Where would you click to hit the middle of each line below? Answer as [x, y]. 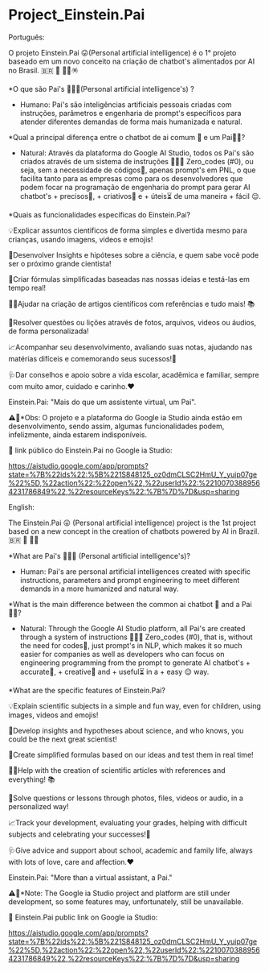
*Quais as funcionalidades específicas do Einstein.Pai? [100, 214]
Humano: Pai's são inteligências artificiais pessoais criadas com [126, 104]
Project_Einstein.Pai [77, 15]
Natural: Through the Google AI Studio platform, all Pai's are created [132, 628]
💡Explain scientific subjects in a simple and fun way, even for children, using [134, 705]
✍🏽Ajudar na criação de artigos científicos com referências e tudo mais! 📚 [132, 304]
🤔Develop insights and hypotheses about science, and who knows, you [126, 730]
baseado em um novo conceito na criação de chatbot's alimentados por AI [132, 61]
